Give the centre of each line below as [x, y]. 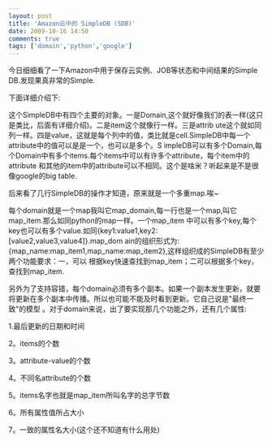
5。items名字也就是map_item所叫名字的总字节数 [89, 396]
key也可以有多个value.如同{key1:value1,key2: [83, 231]
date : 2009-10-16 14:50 [49, 31]
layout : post [30, 16]
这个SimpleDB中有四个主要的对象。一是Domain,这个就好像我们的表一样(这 [132, 115]
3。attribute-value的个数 [50, 361]
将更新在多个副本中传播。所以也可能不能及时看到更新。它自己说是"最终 [127, 299]
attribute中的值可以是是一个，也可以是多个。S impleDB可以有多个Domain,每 [135, 145]
